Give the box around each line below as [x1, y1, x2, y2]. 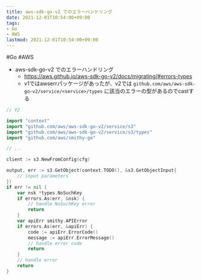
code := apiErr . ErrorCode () [28, 229, 98, 235]
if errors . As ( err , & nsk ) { [17, 196, 85, 202]
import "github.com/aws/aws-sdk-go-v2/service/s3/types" [6, 129, 153, 135]
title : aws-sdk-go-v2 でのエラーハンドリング [6, 8, 113, 15]
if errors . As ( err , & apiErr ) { [17, 223, 94, 229]
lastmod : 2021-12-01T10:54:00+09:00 [6, 37, 98, 43]
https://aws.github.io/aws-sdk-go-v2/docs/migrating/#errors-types [24, 73, 193, 80]
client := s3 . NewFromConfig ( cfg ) [6, 156, 91, 163]
